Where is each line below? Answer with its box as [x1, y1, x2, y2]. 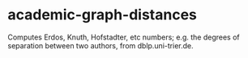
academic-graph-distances [7, 6, 198, 24]
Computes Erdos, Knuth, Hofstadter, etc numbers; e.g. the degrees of [7, 32, 240, 42]
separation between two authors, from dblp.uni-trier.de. [7, 40, 194, 50]
